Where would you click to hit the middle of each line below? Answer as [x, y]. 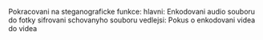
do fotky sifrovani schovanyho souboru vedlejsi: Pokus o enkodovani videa [132, 20]
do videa [23, 28]
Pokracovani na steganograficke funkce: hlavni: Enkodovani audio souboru [131, 12]
